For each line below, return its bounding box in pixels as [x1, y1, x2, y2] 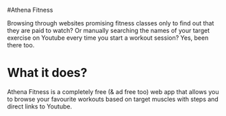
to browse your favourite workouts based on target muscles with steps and [7, 95, 219, 103]
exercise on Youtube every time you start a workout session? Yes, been [7, 34, 209, 42]
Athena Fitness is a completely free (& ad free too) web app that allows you [7, 87, 219, 95]
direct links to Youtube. [7, 102, 73, 111]
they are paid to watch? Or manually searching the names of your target [7, 27, 210, 34]
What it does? [7, 65, 88, 81]
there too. [7, 41, 35, 49]
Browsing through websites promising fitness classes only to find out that [7, 19, 214, 27]
